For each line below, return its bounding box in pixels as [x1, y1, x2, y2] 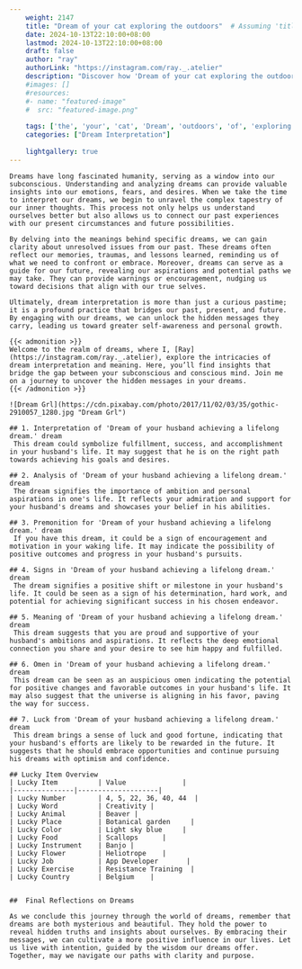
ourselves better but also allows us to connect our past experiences [9, 211, 280, 220]
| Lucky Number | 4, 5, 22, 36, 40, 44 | [9, 794, 200, 803]
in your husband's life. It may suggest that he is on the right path [9, 447, 280, 456]
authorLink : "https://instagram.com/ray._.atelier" [25, 64, 223, 73]
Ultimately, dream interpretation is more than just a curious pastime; [9, 298, 288, 307]
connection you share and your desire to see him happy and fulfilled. [9, 644, 283, 653]
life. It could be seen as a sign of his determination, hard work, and [9, 588, 288, 598]
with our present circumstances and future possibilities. [9, 219, 235, 228]
